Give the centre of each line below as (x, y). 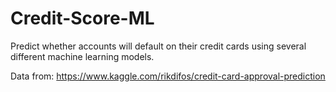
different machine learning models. (82, 56)
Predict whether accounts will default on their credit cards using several (158, 46)
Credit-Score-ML (82, 18)
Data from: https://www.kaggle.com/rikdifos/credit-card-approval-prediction (168, 76)
